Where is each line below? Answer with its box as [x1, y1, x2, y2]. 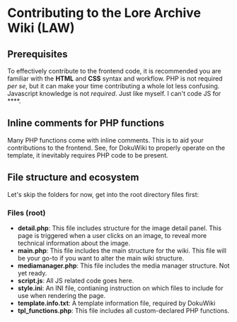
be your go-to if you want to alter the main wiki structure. [17, 254, 185, 262]
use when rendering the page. [17, 291, 106, 299]
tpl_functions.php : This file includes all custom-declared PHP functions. [17, 306, 230, 315]
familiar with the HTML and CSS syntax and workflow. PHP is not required [7, 74, 223, 83]
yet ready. [17, 268, 47, 277]
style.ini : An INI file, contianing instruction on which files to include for [17, 284, 224, 292]
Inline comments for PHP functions [7, 117, 165, 129]
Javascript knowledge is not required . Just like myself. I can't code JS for [7, 90, 221, 97]
